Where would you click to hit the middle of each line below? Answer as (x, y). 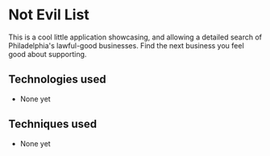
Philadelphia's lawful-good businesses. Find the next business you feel (126, 45)
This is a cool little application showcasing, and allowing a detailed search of (135, 37)
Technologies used (57, 79)
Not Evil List (49, 15)
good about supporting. (48, 54)
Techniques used (53, 124)
